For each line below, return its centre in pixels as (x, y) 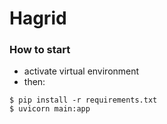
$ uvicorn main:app (50, 109)
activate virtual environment (81, 71)
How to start (40, 50)
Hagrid (38, 18)
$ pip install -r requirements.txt (83, 100)
